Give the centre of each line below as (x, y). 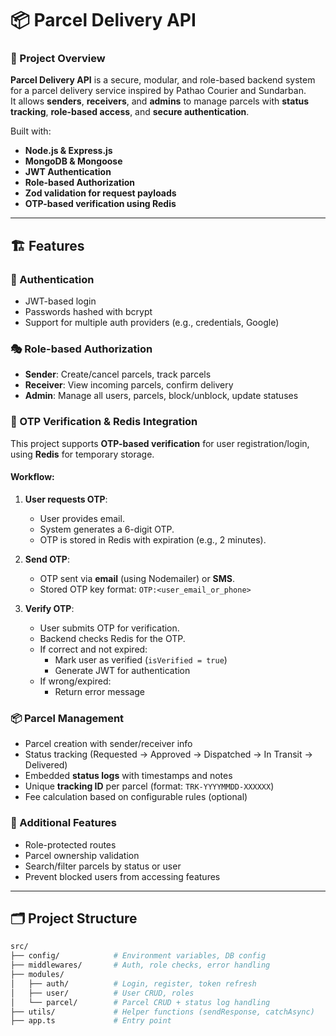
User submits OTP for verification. (109, 628)
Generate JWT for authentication (122, 670)
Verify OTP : (49, 608)
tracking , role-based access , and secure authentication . (130, 112)
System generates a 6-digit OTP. (107, 529)
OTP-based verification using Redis (100, 204)
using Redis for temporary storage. (82, 454)
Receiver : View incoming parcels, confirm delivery (129, 385)
